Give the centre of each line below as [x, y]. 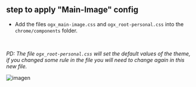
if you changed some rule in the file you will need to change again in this [95, 60]
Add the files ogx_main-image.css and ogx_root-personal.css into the [99, 24]
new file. [17, 66]
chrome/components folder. [46, 30]
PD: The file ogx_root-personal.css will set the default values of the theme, [98, 54]
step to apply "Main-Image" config [72, 10]
